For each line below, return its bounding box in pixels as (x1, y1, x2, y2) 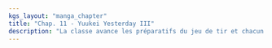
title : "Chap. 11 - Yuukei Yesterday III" (8, 20, 155, 28)
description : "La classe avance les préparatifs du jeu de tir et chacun (8, 27, 265, 35)
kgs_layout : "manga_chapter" (8, 11, 107, 20)
